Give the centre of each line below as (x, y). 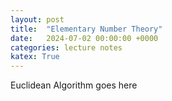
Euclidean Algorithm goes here (74, 85)
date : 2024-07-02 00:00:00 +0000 (84, 38)
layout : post (37, 19)
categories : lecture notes (66, 47)
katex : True (35, 57)
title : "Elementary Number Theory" (86, 29)
